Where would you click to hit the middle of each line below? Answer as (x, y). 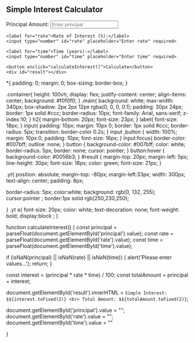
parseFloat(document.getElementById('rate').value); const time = (85, 240)
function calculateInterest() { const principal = (61, 227)
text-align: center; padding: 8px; (45, 180)
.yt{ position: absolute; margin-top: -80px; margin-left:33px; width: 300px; (96, 174)
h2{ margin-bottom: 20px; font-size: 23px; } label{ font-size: (105, 119)
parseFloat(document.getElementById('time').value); (69, 246)
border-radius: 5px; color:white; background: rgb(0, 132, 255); (81, 192)
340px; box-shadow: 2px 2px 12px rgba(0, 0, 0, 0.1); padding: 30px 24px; (95, 107)
